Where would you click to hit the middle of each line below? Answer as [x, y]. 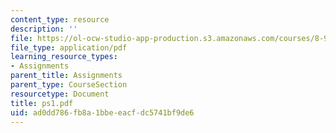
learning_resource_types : [64, 57]
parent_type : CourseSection [69, 85]
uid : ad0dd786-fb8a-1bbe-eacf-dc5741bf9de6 [102, 112]
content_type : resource [60, 19]
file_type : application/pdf [69, 47]
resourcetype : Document [60, 94]
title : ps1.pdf [42, 103]
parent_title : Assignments [66, 76]
